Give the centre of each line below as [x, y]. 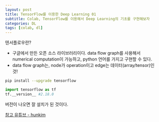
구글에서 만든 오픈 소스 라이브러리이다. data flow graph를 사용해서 [76, 53]
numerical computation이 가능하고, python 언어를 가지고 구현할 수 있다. [82, 59]
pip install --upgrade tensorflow [41, 81]
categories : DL [21, 23]
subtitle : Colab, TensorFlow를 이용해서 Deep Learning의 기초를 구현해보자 [78, 19]
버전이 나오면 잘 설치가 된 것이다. [37, 104]
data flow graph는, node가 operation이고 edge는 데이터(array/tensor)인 [83, 65]
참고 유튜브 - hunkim [25, 115]
